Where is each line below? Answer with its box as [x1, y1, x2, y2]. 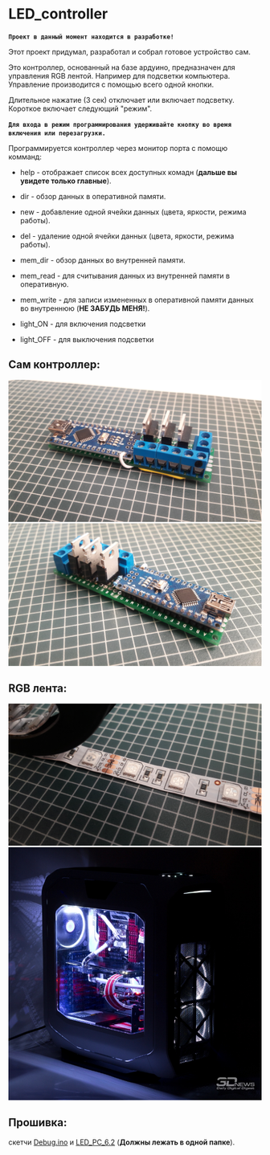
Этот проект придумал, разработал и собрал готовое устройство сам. [8, 47, 252, 56]
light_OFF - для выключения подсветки [19, 334, 154, 344]
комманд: [8, 152, 42, 161]
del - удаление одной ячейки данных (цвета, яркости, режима [19, 231, 235, 241]
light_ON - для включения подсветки [19, 319, 146, 329]
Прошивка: [8, 1116, 67, 1129]
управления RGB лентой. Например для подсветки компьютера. [8, 71, 231, 80]
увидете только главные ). [19, 176, 112, 186]
